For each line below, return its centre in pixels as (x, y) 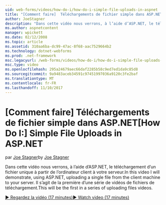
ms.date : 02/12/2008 (26, 38)
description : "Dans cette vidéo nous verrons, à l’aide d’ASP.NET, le (79, 23)
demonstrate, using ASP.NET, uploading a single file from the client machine (83, 177)
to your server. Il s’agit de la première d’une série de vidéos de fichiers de (80, 183)
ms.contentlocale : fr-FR (31, 83)
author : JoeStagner (25, 19)
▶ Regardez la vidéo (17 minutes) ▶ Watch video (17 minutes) (67, 198)
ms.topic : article (24, 42)
